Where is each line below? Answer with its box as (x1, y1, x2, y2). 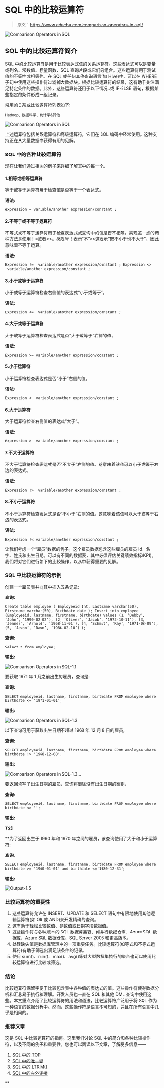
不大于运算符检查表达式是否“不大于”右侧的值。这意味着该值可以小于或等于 (5, 462, 155, 467)
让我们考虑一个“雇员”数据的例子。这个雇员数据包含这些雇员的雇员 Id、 (5, 546, 146, 552)
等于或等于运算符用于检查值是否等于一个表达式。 (5, 187, 103, 193)
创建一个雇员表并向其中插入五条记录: (5, 584, 80, 590)
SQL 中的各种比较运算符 (5, 151, 61, 157)
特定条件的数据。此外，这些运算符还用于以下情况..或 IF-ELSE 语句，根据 (9, 85, 155, 91)
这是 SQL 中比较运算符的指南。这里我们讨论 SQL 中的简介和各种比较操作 (5, 1035, 151, 1041)
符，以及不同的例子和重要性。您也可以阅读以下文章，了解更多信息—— (5, 1041, 146, 1047)
